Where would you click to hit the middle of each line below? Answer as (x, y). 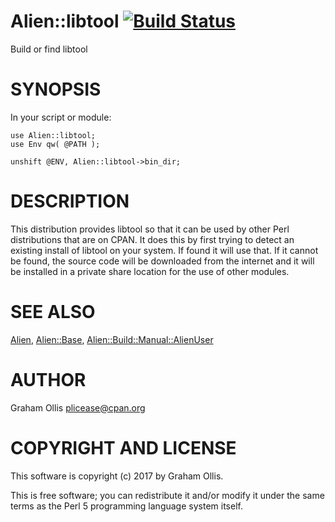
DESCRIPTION (70, 201)
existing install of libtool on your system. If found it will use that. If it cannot (164, 250)
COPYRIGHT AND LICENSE (123, 447)
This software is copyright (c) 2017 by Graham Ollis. (117, 476)
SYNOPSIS (56, 89)
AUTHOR (48, 379)
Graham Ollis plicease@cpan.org (78, 407)
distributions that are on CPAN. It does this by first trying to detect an (152, 239)
